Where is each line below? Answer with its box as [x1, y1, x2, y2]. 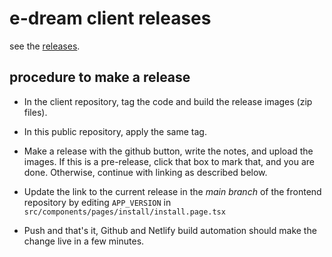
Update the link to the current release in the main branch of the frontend [23, 185, 322, 197]
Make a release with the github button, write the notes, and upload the [23, 145, 314, 157]
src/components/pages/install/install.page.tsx [23, 207, 226, 217]
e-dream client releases [9, 7, 212, 30]
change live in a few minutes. [23, 235, 145, 247]
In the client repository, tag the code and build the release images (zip [23, 95, 313, 107]
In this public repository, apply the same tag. [23, 125, 207, 137]
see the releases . [9, 40, 81, 52]
